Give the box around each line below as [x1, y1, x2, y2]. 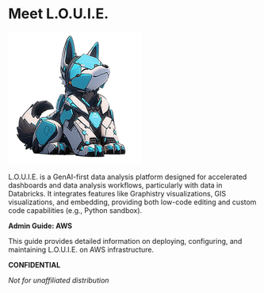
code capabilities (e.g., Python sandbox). [8, 205, 143, 215]
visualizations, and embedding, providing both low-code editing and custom [8, 197, 257, 207]
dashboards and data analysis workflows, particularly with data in [8, 180, 223, 190]
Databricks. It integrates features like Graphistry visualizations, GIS [8, 188, 227, 198]
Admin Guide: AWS [8, 221, 73, 230]
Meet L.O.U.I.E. [8, 5, 109, 23]
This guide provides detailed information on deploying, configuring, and [8, 236, 243, 245]
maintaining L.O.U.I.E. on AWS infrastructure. [8, 245, 155, 254]
